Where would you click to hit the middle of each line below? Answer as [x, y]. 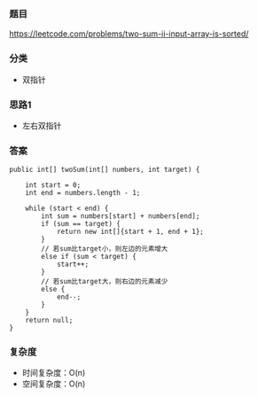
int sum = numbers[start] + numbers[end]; [121, 216]
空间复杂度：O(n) [54, 384]
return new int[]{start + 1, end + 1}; [130, 232]
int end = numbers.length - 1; [83, 193]
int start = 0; [53, 185]
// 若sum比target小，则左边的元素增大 [105, 249]
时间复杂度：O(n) [54, 373]
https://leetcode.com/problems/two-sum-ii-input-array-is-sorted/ [129, 34]
